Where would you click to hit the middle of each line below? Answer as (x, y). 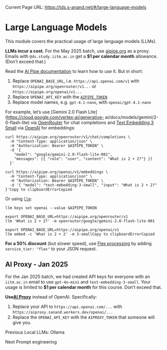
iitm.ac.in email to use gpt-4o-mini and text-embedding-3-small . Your (78, 281)
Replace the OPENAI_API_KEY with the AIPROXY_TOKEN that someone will (83, 317)
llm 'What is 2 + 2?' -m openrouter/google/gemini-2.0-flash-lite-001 (80, 221)
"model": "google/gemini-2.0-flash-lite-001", (63, 154)
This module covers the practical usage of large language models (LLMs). (81, 41)
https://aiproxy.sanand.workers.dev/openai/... (63, 312)
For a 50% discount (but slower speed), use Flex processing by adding (79, 243)
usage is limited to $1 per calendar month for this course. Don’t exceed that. (83, 287)
